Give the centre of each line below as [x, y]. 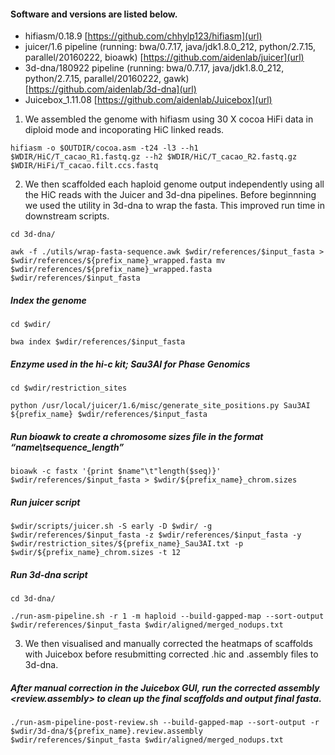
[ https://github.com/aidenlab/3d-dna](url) [110, 89]
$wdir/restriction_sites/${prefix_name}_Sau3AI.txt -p [127, 544]
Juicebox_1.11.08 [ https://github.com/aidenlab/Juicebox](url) [148, 100]
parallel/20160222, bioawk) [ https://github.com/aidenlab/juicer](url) [164, 57]
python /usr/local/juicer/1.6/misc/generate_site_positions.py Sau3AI [160, 406]
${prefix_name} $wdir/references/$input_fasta [109, 415]
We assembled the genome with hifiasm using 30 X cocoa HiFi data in [169, 119]
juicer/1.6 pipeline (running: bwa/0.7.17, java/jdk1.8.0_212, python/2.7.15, [170, 47]
